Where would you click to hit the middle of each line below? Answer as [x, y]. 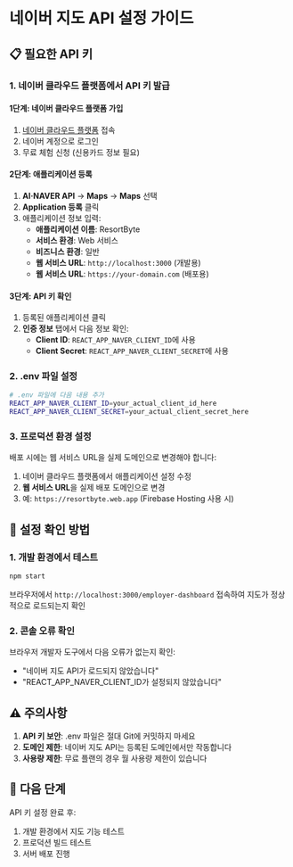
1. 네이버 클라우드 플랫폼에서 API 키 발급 [90, 86]
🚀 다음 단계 [38, 789]
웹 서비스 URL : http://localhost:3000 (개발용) [118, 262]
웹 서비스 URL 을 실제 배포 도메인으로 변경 [94, 488]
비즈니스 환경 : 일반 [67, 252]
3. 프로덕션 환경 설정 [50, 436]
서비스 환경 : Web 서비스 [77, 240]
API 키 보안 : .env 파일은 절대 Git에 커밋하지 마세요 [109, 736]
